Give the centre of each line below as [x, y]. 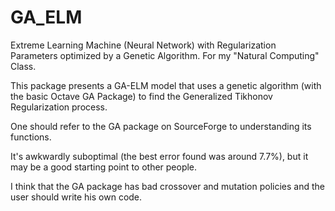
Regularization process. [59, 107]
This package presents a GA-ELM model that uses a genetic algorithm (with [166, 85]
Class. [23, 66]
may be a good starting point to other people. [104, 167]
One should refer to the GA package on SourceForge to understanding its [161, 126]
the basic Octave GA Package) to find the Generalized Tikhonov [141, 96]
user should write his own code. [76, 197]
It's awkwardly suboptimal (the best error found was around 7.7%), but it [159, 156]
